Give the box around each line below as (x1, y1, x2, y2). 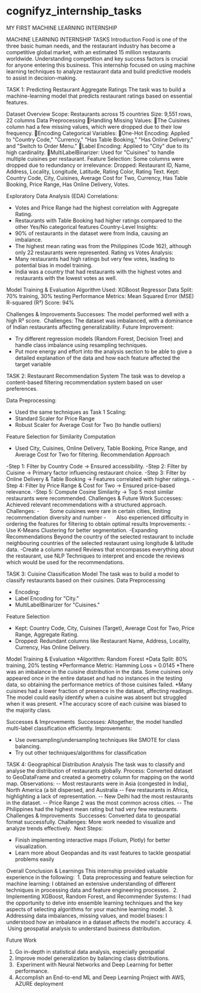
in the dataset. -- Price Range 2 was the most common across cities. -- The (6, 799, 193, 806)
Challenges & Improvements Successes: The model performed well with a (6, 310, 189, 317)
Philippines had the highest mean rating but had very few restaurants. (6, 805, 179, 812)
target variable (14, 360, 52, 368)
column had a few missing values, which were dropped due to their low (6, 123, 182, 130)
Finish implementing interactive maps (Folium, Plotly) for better (14, 836, 170, 844)
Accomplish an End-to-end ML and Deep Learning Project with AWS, (14, 974, 185, 981)
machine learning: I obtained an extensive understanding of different (6, 880, 176, 887)
